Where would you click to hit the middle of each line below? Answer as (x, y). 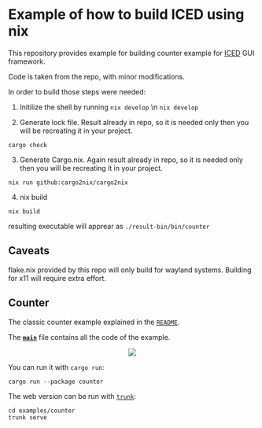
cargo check (28, 145)
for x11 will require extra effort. (57, 278)
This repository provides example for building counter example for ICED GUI (131, 53)
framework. (27, 61)
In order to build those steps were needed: (77, 91)
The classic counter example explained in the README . (94, 322)
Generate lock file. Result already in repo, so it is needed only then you (134, 122)
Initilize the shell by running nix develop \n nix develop (109, 107)
